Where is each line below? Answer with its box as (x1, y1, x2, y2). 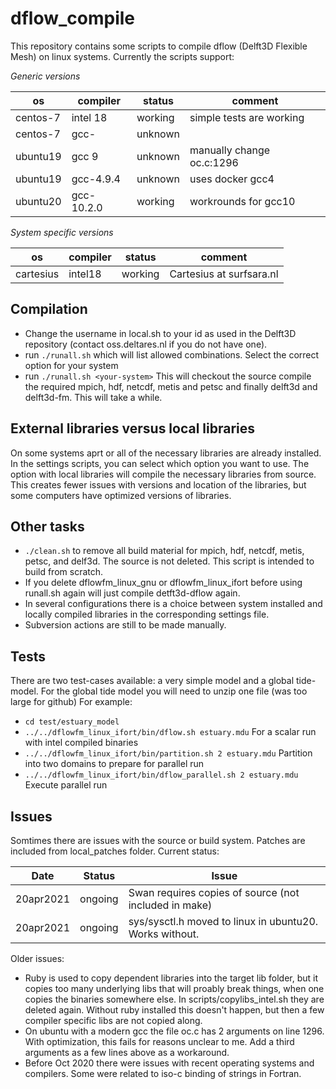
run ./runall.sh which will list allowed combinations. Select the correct (24, 348, 320, 361)
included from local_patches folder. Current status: (10, 845, 220, 857)
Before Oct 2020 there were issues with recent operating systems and (24, 1057, 315, 1069)
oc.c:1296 (189, 155, 239, 169)
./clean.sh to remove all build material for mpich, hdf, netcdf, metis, (24, 545, 305, 557)
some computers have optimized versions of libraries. (10, 489, 232, 501)
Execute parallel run (24, 779, 108, 791)
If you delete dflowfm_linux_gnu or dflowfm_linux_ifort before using (24, 577, 303, 589)
